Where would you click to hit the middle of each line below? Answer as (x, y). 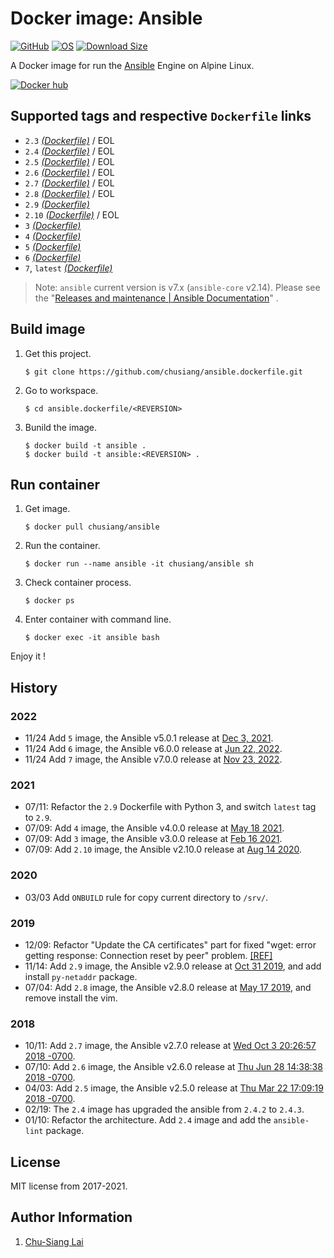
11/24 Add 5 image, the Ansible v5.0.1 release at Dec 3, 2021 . (149, 738)
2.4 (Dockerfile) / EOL (69, 151)
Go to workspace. (61, 390)
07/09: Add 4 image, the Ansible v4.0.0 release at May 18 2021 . (154, 828)
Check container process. (78, 583)
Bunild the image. (61, 427)
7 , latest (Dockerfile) (68, 268)
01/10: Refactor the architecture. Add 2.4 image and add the (148, 1120)
